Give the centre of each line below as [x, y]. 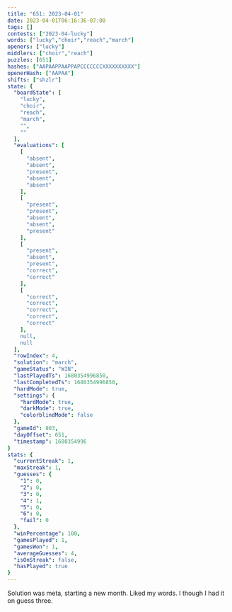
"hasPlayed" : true [41, 567]
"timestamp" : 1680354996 [50, 441]
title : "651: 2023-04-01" [45, 14]
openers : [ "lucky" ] [36, 47]
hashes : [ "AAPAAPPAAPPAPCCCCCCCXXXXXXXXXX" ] [74, 67]
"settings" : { [34, 396]
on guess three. [30, 601]
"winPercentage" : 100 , [47, 533]
